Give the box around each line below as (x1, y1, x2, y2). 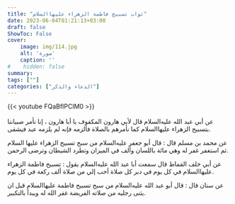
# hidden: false (7, 63, 65, 70)
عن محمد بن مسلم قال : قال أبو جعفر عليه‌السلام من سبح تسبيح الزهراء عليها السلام (7, 139, 228, 147)
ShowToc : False (7, 30, 52, 38)
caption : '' (20, 57, 55, 64)
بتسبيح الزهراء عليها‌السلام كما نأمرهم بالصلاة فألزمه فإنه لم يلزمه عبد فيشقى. (7, 125, 211, 133)
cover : (7, 37, 27, 44)
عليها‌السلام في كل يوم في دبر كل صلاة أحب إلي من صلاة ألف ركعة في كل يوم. (7, 167, 214, 176)
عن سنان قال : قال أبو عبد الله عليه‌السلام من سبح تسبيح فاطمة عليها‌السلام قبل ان (7, 181, 224, 190)
